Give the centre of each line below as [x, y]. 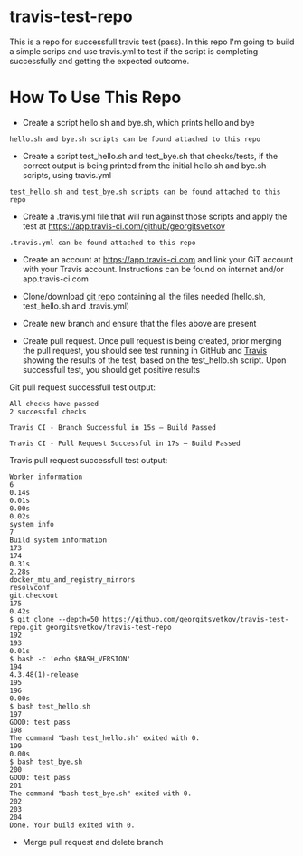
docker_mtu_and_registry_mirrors [72, 580]
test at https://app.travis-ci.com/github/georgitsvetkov [124, 226]
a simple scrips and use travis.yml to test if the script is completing [134, 51]
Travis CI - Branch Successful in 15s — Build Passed [113, 427]
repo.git [26, 627]
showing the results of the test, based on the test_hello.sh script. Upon [154, 360]
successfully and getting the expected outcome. [99, 61]
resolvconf [30, 587]
